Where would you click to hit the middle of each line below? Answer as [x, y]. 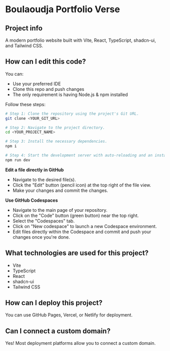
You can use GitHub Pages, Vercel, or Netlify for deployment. [69, 315]
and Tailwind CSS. [24, 46]
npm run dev [18, 160]
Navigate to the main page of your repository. [60, 210]
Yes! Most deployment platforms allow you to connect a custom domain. [80, 343]
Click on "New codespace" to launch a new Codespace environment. [84, 226]
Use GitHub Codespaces [32, 200]
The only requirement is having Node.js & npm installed [70, 94]
